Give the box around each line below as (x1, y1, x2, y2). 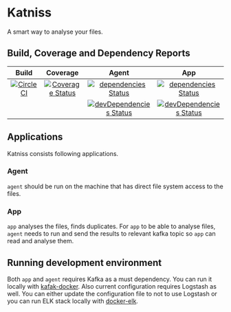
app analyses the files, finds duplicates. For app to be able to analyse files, (7, 222, 216, 231)
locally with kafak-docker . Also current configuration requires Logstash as (7, 282, 217, 290)
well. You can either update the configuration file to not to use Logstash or (7, 289, 218, 298)
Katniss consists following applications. (7, 149, 119, 157)
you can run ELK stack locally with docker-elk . (7, 297, 139, 305)
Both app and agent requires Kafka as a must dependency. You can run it (7, 275, 212, 283)
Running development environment (7, 256, 162, 269)
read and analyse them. (7, 237, 74, 245)
